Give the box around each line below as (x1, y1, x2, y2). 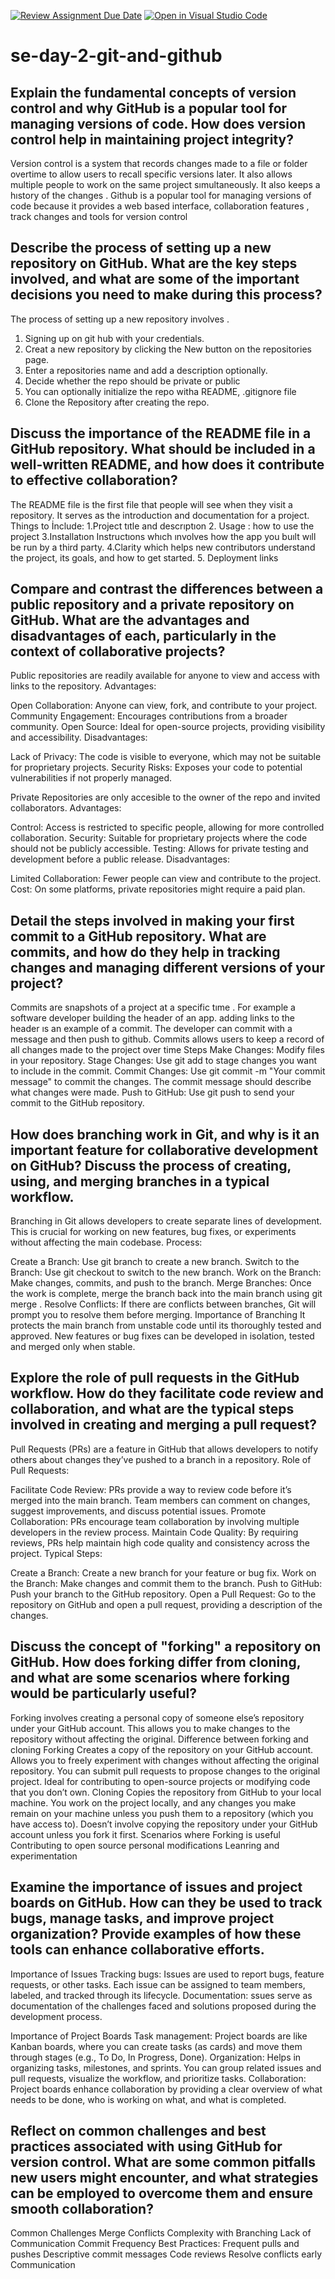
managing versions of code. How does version (10, 115, 306, 132)
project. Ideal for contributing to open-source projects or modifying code (10, 1775, 311, 1787)
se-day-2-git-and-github (10, 45, 223, 67)
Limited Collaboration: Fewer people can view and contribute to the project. (10, 873, 322, 885)
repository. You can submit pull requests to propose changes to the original (10, 1765, 321, 1777)
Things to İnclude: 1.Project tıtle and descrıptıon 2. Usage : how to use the (10, 520, 315, 532)
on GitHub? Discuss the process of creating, (10, 1157, 292, 1174)
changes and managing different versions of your (10, 959, 326, 976)
